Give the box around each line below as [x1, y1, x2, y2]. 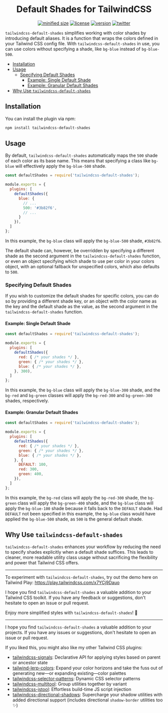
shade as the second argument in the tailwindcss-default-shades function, [5, 253, 161, 259]
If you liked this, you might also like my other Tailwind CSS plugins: [5, 645, 142, 651]
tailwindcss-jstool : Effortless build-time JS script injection [12, 686, 131, 692]
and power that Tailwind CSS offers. [5, 560, 79, 566]
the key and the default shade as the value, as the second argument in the [5, 303, 158, 310]
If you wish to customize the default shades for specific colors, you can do [5, 293, 159, 299]
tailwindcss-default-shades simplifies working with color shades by [5, 30, 146, 36]
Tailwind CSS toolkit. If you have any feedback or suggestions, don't [5, 594, 146, 601]
